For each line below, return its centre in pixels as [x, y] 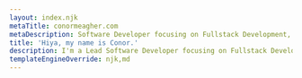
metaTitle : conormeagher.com [64, 26]
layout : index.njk [44, 17]
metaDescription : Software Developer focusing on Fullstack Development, [151, 34]
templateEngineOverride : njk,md [70, 59]
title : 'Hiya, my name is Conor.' [74, 43]
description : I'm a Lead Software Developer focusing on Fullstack [138, 51]
